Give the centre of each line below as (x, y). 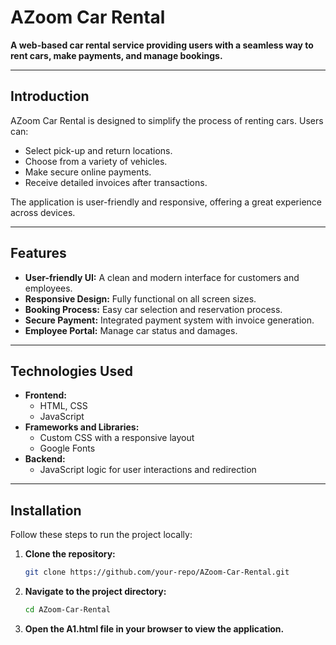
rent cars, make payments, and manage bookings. (116, 55)
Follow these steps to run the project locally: (101, 535)
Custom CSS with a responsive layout (117, 438)
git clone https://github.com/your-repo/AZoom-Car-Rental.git (157, 572)
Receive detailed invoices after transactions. (116, 182)
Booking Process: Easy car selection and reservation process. (153, 309)
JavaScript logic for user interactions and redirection (148, 470)
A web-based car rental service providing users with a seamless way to (162, 45)
